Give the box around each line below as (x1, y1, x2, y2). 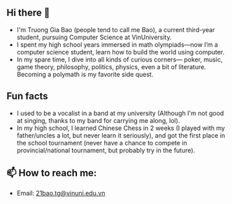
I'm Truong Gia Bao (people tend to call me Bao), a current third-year (16, 25, 215, 34)
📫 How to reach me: (6, 167, 97, 179)
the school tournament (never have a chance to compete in (16, 138, 188, 147)
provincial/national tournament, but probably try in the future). (16, 146, 196, 154)
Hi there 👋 (6, 7, 50, 19)
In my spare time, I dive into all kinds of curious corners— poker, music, (16, 55, 223, 64)
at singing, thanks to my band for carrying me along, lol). (16, 116, 180, 124)
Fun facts (6, 90, 48, 102)
